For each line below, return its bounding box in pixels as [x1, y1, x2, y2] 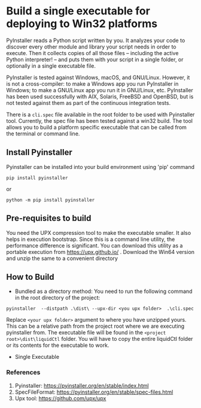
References [6, 368, 41, 377]
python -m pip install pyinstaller [6, 197, 95, 203]
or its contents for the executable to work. [6, 341, 109, 349]
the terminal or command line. [6, 130, 80, 137]
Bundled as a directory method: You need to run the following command [14, 288, 193, 295]
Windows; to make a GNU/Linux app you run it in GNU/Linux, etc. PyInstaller [6, 86, 193, 93]
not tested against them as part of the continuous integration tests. [6, 99, 171, 106]
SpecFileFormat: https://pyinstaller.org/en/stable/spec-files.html [14, 388, 173, 395]
